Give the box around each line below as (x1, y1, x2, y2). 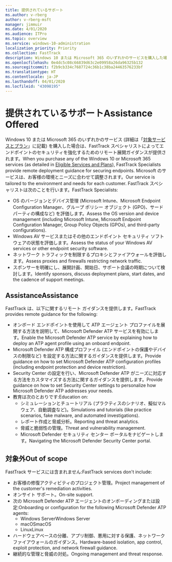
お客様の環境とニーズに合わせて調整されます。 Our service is (27, 174, 155, 180)
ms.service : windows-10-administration (5, 41, 91, 46)
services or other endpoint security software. (12, 245, 109, 251)
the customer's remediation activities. (12, 486, 93, 492)
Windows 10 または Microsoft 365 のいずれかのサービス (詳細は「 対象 (5, 136, 153, 143)
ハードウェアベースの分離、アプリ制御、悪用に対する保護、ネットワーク (12, 533, 165, 539)
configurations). (12, 227, 47, 233)
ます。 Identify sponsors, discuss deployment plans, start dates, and (21, 270, 165, 277)
